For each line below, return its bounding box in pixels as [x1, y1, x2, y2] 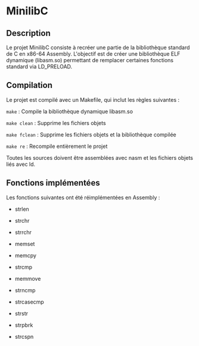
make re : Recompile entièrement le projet [6, 142, 108, 150]
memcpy [14, 251, 37, 259]
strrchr [14, 229, 32, 236]
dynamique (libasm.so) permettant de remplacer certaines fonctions [6, 57, 174, 63]
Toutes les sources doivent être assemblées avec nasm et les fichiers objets [6, 154, 194, 161]
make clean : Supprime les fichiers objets [6, 119, 106, 126]
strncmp [14, 286, 36, 294]
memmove [14, 275, 41, 282]
